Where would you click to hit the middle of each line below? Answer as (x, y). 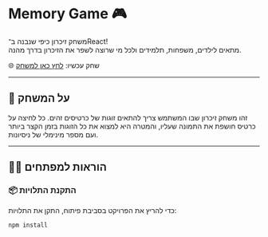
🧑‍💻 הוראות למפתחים (58, 167)
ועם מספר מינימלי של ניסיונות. (53, 134)
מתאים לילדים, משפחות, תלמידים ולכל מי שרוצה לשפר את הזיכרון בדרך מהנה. (125, 49)
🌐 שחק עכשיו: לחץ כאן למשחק (54, 65)
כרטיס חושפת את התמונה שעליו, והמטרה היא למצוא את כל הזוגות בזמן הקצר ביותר (132, 126)
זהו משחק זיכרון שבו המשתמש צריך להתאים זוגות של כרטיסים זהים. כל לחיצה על (128, 117)
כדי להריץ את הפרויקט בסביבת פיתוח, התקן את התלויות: (93, 211)
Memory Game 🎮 (68, 14)
